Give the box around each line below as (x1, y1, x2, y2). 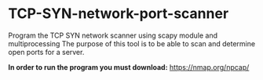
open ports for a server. (8, 47, 85, 56)
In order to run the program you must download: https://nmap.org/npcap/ (8, 62, 250, 71)
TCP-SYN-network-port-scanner (8, 5, 229, 23)
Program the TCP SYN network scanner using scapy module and (8, 31, 218, 40)
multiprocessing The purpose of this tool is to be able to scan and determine (8, 38, 256, 48)
